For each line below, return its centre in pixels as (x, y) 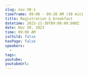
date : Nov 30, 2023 (25, 28)
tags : (10, 55)
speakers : (15, 46)
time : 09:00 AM (20, 32)
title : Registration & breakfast (39, 18)
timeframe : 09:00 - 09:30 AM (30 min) (44, 14)
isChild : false (20, 37)
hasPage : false (20, 41)
